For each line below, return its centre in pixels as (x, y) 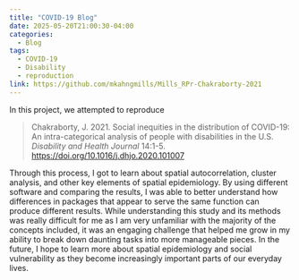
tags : (19, 51)
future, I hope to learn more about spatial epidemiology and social (131, 249)
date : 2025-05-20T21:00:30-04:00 (72, 26)
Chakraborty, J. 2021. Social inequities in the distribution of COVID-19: (161, 127)
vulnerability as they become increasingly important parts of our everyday (145, 258)
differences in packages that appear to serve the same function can (134, 201)
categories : (31, 34)
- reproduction (46, 76)
